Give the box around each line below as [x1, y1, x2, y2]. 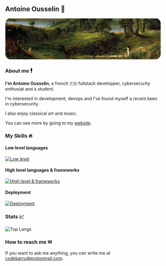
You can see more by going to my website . [5, 120, 92, 126]
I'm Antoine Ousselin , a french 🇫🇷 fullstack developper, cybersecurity [5, 80, 151, 87]
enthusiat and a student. [5, 86, 55, 92]
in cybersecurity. [5, 101, 40, 107]
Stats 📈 [5, 213, 25, 220]
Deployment [5, 189, 31, 196]
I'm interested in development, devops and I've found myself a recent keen [5, 96, 158, 102]
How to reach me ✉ [5, 239, 52, 246]
